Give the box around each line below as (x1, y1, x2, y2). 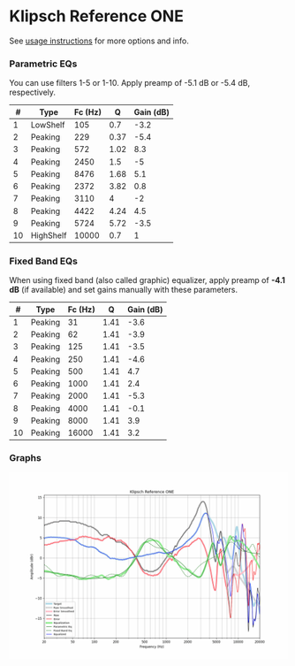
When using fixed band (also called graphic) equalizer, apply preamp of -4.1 (9, 275, 285, 286)
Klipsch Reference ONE (9, 6, 184, 27)
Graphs (9, 452, 42, 464)
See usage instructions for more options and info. (9, 35, 190, 46)
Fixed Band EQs (9, 255, 78, 267)
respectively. (9, 87, 56, 98)
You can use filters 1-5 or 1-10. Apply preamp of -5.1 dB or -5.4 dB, (9, 78, 251, 88)
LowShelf (30, 119, 65, 130)
